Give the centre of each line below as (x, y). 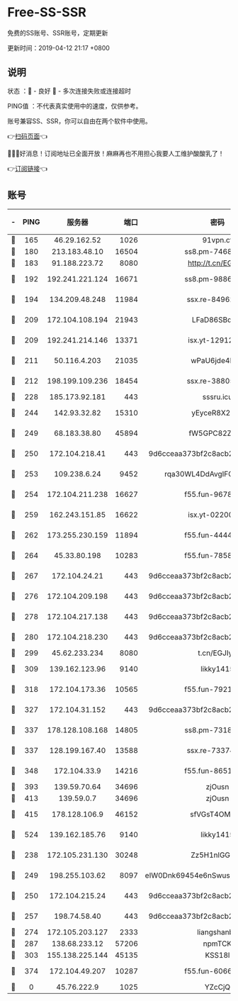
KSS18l (217, 955)
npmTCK (217, 944)
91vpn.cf (217, 240)
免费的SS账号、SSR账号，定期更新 (58, 33)
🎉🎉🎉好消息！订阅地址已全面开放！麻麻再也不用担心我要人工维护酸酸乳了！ (116, 153)
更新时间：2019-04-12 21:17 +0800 (58, 47)
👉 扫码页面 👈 (28, 136)
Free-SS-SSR (47, 12)
